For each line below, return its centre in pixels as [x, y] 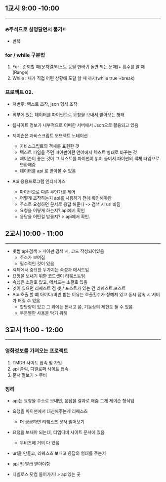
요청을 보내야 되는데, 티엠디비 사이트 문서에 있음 [58, 432]
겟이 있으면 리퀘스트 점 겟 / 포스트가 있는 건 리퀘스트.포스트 [69, 288]
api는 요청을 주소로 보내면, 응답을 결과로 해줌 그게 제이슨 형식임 [73, 400]
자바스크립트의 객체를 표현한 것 [49, 146]
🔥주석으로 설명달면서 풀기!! [36, 29]
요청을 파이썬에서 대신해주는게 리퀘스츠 [50, 411]
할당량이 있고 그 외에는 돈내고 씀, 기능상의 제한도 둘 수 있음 [76, 307]
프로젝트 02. [19, 92]
